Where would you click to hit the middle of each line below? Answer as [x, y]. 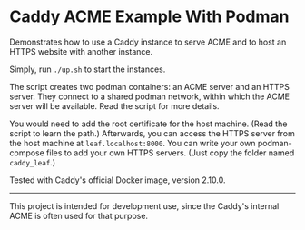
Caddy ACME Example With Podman [149, 17]
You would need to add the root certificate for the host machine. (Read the [148, 124]
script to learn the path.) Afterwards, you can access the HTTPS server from [152, 133]
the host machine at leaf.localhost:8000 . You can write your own [133, 143]
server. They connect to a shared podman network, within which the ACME [150, 96]
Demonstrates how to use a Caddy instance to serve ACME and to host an [148, 42]
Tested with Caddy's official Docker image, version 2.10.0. [118, 180]
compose [27, 153]
